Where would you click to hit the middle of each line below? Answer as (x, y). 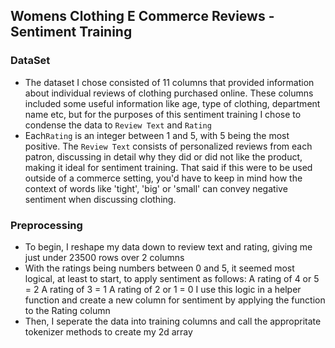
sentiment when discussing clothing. (100, 199)
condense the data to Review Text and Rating (118, 125)
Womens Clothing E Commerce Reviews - (142, 16)
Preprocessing (46, 225)
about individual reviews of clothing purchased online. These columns (169, 93)
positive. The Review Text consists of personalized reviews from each (168, 146)
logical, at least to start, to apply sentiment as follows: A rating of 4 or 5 (172, 278)
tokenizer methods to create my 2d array (108, 331)
